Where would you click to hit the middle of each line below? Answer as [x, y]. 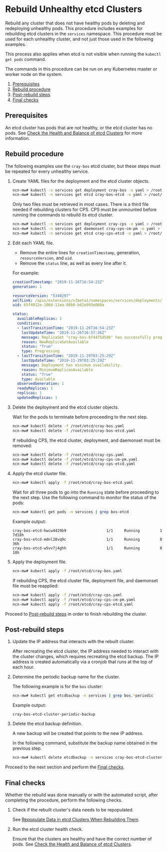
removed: [22, 445]
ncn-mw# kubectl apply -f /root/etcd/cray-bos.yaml [67, 571]
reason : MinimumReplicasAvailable [57, 370]
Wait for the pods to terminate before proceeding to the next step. [80, 417]
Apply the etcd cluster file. [39, 474]
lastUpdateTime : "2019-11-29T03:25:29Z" [64, 361]
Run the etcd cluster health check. [48, 829]
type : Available [38, 379]
